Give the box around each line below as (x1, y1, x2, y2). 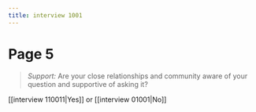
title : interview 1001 (8, 11, 83, 20)
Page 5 (8, 45, 54, 63)
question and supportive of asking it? (27, 79, 148, 89)
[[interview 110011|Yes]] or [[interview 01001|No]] (8, 95, 167, 104)
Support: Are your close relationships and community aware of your (27, 71, 248, 81)
